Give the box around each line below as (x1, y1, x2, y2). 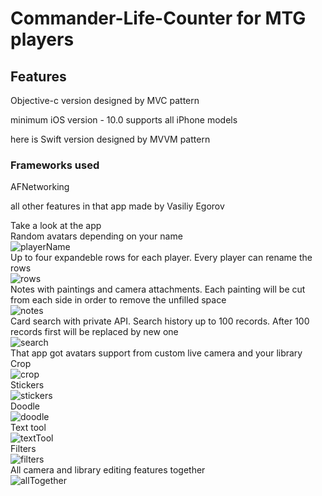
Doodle (10, 400, 41, 412)
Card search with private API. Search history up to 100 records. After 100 (10, 315, 310, 327)
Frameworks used (10, 158, 100, 172)
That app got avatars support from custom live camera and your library (10, 347, 303, 359)
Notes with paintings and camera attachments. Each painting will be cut (10, 283, 306, 296)
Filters (10, 443, 37, 455)
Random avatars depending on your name (10, 230, 183, 242)
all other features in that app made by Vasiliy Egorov (10, 200, 225, 212)
